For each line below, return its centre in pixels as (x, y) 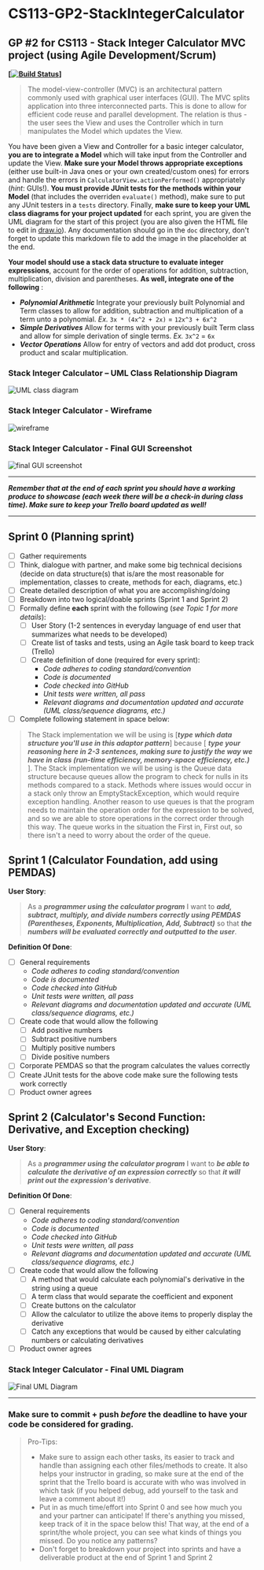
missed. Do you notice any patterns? (98, 1540)
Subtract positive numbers (74, 1039)
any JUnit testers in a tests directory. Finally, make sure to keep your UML (129, 205)
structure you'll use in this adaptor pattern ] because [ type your (134, 743)
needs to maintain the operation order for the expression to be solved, (141, 810)
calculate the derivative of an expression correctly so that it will (134, 1172)
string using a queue (64, 1288)
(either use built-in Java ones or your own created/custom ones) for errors (129, 171)
